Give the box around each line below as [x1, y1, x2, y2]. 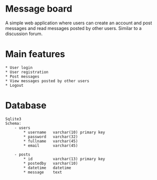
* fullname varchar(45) [23, 138, 78, 143]
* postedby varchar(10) [23, 161, 78, 166]
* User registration [5, 69, 49, 75]
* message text [23, 169, 62, 175]
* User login [5, 65, 33, 70]
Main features [5, 49, 65, 60]
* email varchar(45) [23, 143, 78, 148]
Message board [5, 3, 72, 15]
